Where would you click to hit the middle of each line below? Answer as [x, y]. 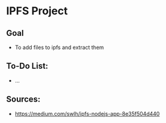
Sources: [23, 99]
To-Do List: [27, 66]
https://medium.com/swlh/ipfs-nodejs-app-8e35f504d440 [87, 113]
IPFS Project [37, 11]
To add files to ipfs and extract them [59, 47]
